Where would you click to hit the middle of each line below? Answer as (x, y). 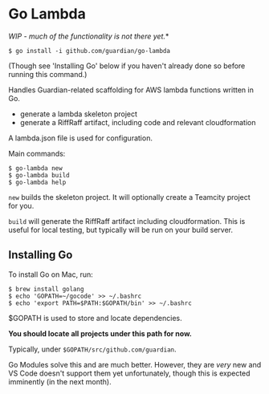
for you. (21, 205)
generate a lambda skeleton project (79, 114)
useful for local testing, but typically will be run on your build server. (121, 229)
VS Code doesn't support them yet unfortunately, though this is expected (129, 373)
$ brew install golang (46, 289)
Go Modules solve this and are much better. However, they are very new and (135, 364)
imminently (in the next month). (60, 381)
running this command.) (48, 74)
